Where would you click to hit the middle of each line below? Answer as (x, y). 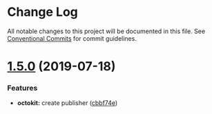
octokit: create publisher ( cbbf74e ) (67, 103)
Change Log (42, 12)
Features (22, 88)
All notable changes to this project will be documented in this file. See (106, 31)
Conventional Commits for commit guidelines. (72, 38)
